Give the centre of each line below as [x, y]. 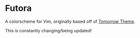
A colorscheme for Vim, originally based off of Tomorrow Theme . [70, 21]
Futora [18, 8]
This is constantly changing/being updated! [49, 30]
